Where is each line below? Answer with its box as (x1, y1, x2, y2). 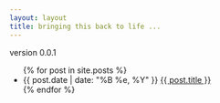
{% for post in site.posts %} (22, 65, 128, 76)
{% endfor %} (22, 84, 76, 95)
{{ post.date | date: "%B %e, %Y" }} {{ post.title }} (22, 74, 212, 85)
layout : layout (9, 13, 68, 23)
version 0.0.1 (9, 46, 57, 57)
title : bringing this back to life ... (9, 22, 162, 31)
